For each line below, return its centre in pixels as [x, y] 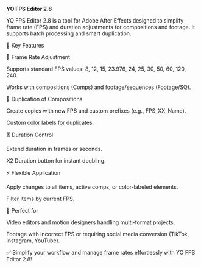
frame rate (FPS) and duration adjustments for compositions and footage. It [101, 27]
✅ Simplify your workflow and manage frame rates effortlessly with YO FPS [101, 252]
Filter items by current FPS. [41, 199]
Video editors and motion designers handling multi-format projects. [91, 222]
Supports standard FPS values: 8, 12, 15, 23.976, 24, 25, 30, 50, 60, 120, [96, 69]
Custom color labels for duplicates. [50, 122]
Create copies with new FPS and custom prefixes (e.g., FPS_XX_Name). [96, 111]
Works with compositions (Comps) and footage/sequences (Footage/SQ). [99, 87]
